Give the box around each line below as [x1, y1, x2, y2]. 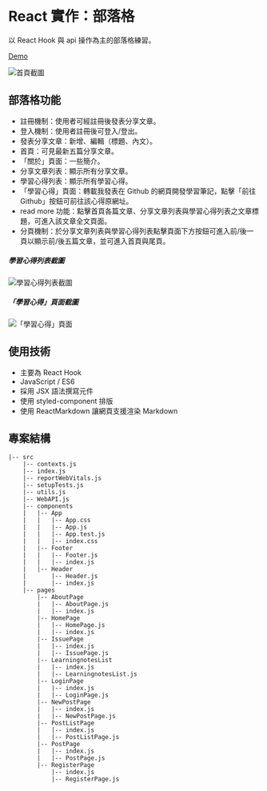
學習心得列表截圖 [8, 256, 65, 266]
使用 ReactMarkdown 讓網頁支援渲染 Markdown [19, 405, 178, 416]
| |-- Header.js [22, 573, 98, 581]
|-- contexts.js [22, 461, 78, 469]
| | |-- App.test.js [22, 530, 106, 538]
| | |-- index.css [22, 537, 98, 545]
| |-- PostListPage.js [37, 733, 120, 741]
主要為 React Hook [19, 367, 82, 377]
